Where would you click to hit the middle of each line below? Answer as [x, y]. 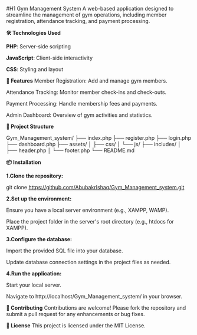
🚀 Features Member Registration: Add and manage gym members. [87, 81]
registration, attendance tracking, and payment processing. [78, 21]
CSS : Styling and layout [35, 69]
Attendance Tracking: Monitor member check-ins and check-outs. [86, 92]
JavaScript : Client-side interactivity [50, 58]
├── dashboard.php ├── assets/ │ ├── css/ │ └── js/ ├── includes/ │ [94, 144]
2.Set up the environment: [39, 199]
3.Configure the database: [39, 239]
